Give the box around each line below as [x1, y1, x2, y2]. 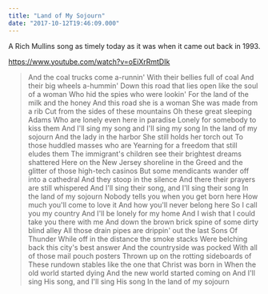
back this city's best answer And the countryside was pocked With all [27, 242, 258, 252]
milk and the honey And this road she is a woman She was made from [27, 98, 258, 107]
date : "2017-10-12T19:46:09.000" [8, 19, 120, 27]
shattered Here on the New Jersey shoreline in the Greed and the [27, 157, 243, 167]
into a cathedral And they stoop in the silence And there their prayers [27, 174, 256, 184]
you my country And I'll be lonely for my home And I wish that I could [27, 208, 256, 218]
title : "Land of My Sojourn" [8, 11, 106, 20]
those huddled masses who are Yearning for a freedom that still [27, 140, 238, 150]
